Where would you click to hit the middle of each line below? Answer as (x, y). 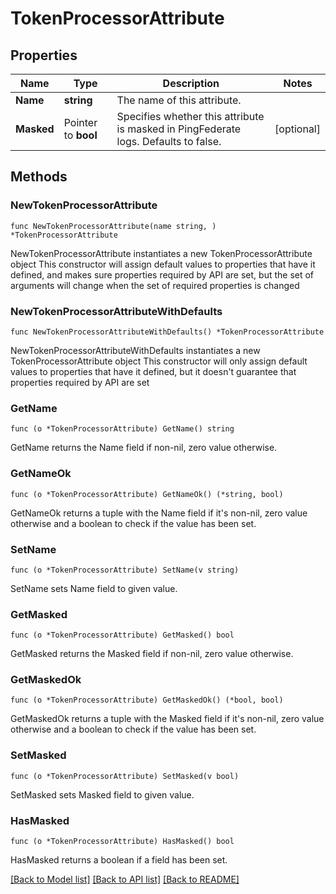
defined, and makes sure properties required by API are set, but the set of (162, 274)
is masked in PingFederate (179, 129)
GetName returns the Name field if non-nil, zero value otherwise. (144, 448)
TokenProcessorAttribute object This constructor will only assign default (159, 361)
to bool (80, 135)
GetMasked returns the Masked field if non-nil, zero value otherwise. (152, 654)
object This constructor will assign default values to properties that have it (163, 264)
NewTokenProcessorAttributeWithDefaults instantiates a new (135, 350)
